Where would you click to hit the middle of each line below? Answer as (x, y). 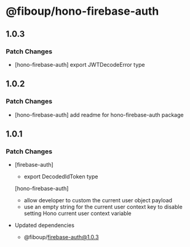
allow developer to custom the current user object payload (98, 200)
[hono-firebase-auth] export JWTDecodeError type (80, 64)
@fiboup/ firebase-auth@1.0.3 (61, 237)
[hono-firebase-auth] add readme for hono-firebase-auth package (99, 115)
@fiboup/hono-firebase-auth (82, 11)
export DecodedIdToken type (61, 177)
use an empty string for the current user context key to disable (103, 207)
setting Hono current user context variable (77, 213)
